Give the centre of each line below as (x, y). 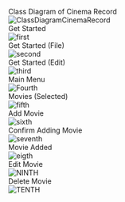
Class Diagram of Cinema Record (63, 12)
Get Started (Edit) (37, 62)
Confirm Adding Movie (45, 130)
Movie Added (30, 147)
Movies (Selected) (38, 96)
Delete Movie (30, 181)
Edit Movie (26, 164)
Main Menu (27, 79)
